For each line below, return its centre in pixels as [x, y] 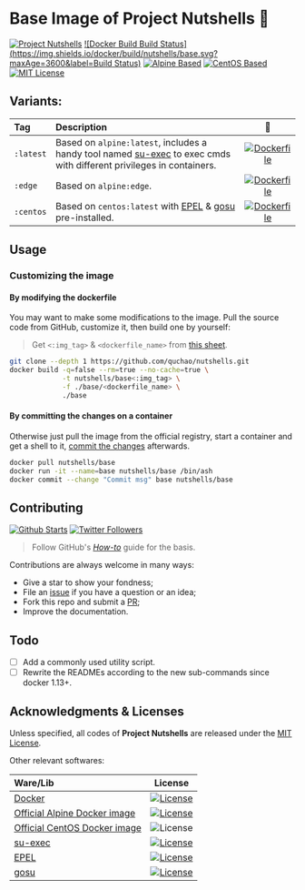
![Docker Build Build [121, 44]
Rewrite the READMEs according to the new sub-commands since [146, 673]
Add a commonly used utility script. [89, 662]
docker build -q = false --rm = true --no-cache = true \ [109, 370]
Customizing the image [62, 276]
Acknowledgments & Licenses [97, 711]
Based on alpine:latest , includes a [131, 142]
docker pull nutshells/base [63, 462]
